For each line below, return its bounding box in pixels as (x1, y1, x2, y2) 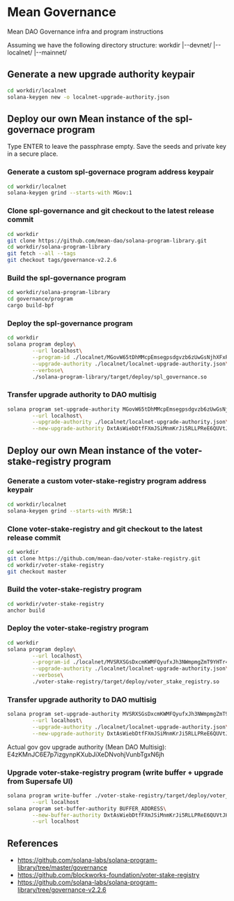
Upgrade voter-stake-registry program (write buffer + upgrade (7, 768, 224, 777)
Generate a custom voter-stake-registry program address (7, 476, 207, 486)
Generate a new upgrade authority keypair (7, 68, 195, 80)
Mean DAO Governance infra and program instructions (7, 27, 164, 36)
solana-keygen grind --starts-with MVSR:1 (7, 507, 132, 514)
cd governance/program (7, 295, 73, 302)
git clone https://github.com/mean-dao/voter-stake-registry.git (7, 555, 201, 562)
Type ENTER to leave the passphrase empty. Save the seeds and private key (7, 142, 226, 151)
